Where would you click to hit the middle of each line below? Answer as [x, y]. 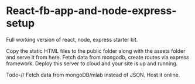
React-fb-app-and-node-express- [91, 11]
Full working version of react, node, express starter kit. [72, 39]
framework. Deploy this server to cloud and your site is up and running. [92, 63]
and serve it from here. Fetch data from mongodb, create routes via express [97, 57]
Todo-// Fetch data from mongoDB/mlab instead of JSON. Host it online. [93, 75]
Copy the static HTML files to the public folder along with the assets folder [96, 51]
